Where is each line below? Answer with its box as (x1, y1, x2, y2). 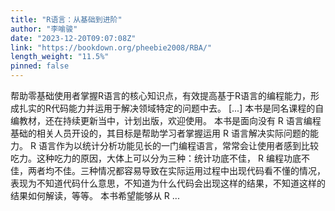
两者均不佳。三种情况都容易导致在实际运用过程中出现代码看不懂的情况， (27, 165, 326, 176)
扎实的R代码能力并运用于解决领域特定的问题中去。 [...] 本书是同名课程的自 (18, 102, 325, 114)
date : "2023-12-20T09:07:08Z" (10, 33, 137, 43)
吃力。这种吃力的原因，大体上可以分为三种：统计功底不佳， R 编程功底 (10, 152, 302, 164)
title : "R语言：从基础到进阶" (10, 14, 123, 25)
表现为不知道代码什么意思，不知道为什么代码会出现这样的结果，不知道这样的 (10, 177, 326, 189)
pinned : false (10, 61, 70, 71)
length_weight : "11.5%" (10, 52, 110, 62)
